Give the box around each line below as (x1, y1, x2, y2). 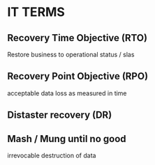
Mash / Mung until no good (7, 133, 127, 145)
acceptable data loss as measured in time (7, 88, 127, 97)
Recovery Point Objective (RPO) (7, 70, 149, 82)
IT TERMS (7, 4, 65, 20)
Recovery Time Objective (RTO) (7, 32, 148, 44)
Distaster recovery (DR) (7, 109, 112, 121)
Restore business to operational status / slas (7, 50, 135, 58)
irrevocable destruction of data (7, 151, 96, 160)
